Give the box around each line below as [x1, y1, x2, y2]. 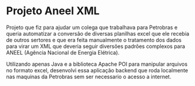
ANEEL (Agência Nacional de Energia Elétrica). [6, 49, 120, 56]
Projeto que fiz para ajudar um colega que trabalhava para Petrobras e [6, 24, 178, 31]
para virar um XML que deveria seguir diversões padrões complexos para [6, 43, 186, 50]
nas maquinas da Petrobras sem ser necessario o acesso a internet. [6, 73, 171, 80]
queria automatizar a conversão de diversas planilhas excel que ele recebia [6, 30, 190, 37]
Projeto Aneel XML [6, 4, 100, 18]
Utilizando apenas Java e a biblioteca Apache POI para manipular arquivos [6, 60, 188, 68]
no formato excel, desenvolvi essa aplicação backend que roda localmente [6, 66, 188, 74]
